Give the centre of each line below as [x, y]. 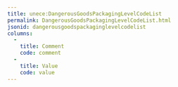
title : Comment [42, 46]
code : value [37, 72]
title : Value [39, 66]
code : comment [40, 53]
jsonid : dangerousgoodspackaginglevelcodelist [77, 27]
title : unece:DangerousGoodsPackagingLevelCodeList [84, 14]
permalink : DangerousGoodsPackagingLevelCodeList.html [89, 20]
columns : [20, 33]
